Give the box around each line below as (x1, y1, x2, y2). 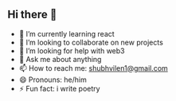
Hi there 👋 (7, 8, 57, 21)
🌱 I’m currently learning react (18, 29, 115, 38)
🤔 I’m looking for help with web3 (18, 45, 125, 56)
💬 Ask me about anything (18, 54, 102, 64)
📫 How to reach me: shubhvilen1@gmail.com (18, 63, 168, 72)
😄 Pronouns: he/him (18, 75, 87, 84)
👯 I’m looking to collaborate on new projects (18, 37, 164, 47)
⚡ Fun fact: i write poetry (18, 84, 100, 93)
